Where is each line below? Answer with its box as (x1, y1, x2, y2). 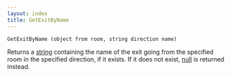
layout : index (7, 10, 48, 17)
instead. (7, 62, 30, 70)
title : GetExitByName (7, 17, 70, 23)
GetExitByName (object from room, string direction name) (7, 35, 177, 42)
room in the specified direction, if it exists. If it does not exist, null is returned (7, 55, 225, 63)
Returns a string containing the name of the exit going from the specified (7, 48, 214, 56)
